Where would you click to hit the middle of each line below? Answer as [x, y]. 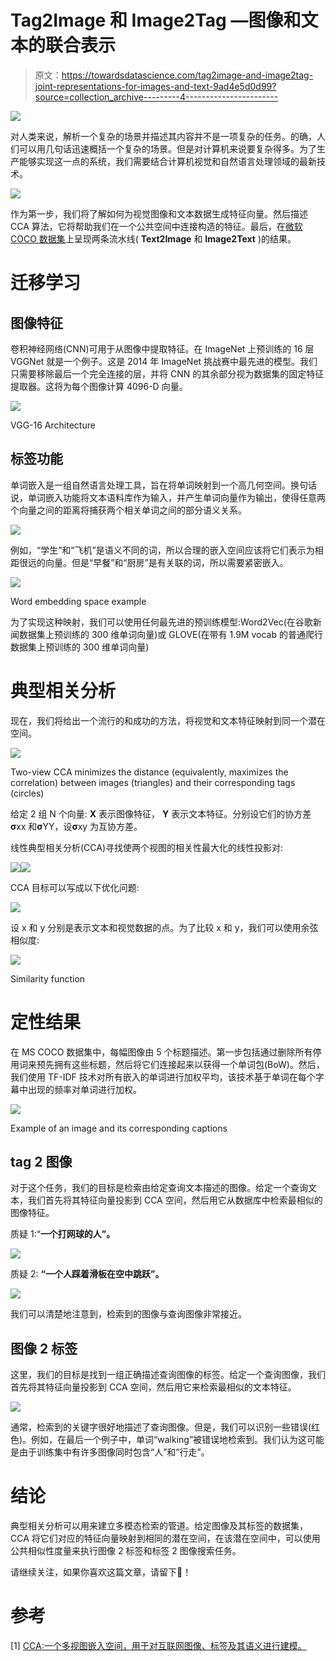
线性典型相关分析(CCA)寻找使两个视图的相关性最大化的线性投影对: [147, 847]
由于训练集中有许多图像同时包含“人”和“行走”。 [114, 1452]
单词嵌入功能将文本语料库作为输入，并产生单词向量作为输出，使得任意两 [176, 497]
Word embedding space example [78, 601]
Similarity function [48, 978]
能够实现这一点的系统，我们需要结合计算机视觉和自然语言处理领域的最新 [167, 161]
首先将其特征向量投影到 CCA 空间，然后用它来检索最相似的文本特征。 [153, 1387]
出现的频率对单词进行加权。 [84, 1089]
